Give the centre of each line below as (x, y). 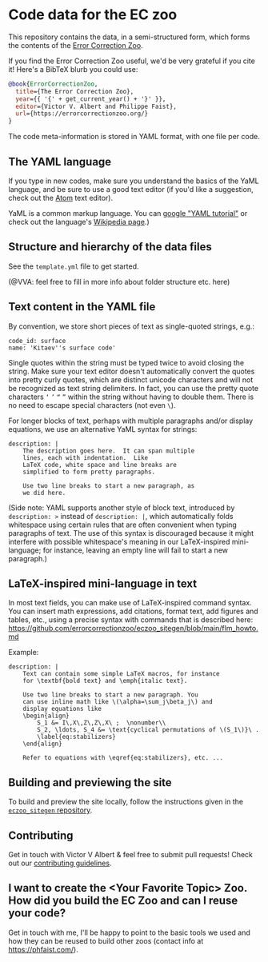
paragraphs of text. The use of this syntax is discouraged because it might (131, 533)
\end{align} (42, 744)
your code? (37, 913)
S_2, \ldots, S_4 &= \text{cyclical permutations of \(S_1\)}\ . (148, 730)
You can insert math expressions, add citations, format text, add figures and (133, 611)
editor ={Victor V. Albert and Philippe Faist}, (96, 106)
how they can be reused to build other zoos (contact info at (106, 940)
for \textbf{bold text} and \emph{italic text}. (105, 681)
